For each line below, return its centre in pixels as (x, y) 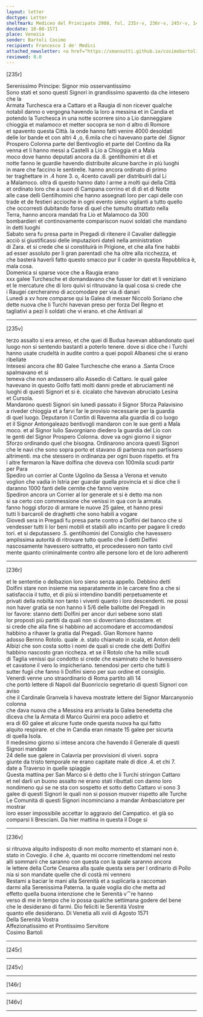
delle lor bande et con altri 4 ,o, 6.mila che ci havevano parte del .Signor (96, 137)
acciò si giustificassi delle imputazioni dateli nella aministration (84, 240)
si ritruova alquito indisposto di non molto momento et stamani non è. (92, 849)
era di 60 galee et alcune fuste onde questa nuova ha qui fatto (84, 723)
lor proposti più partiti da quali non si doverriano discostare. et (84, 620)
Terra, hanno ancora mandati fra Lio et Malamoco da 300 (78, 214)
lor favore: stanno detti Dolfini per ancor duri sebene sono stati (85, 614)
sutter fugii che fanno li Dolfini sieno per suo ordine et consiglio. (86, 671)
